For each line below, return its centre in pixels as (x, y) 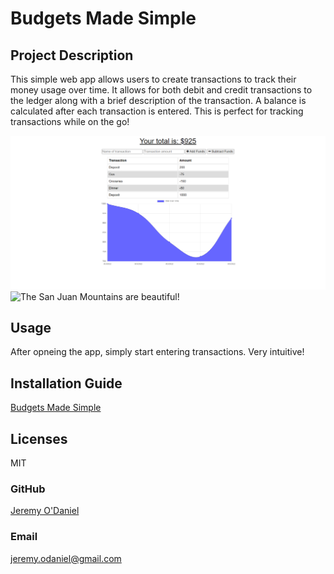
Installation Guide (66, 383)
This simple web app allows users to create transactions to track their (153, 79)
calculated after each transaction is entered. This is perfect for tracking (157, 111)
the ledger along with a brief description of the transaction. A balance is (158, 100)
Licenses (39, 438)
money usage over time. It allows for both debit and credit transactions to (161, 90)
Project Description (72, 55)
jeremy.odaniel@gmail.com (66, 558)
